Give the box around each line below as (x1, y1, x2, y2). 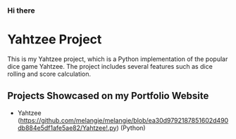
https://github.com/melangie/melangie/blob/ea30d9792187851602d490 (20, 116, 229, 124)
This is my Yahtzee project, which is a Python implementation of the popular (7, 55, 228, 63)
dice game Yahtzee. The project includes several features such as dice (7, 62, 213, 70)
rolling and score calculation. (7, 69, 92, 78)
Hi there (7, 6, 35, 15)
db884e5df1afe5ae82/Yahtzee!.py (17, 124, 117, 132)
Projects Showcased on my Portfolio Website (7, 90, 209, 102)
